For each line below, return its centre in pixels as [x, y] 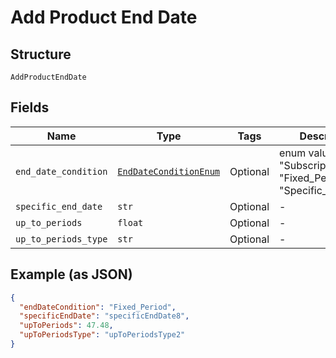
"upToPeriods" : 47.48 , [66, 326]
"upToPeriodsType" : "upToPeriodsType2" [102, 335]
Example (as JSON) [71, 274]
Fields [30, 107]
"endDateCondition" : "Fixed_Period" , [98, 307]
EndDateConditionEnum [169, 171]
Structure [41, 54]
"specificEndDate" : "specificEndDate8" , [104, 316]
